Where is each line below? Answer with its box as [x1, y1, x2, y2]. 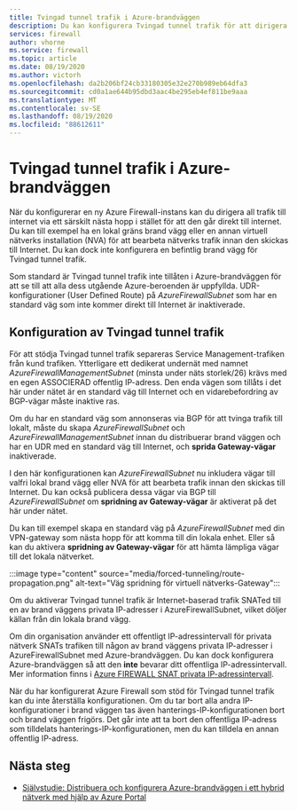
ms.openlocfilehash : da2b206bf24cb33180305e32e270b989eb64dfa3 [9, 79, 248, 88]
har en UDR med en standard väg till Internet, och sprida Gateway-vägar [9, 441, 277, 452]
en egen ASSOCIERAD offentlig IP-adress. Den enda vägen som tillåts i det [9, 376, 282, 387]
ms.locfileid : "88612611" [9, 121, 105, 130]
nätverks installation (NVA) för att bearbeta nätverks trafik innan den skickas [9, 234, 289, 245]
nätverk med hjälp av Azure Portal [21, 791, 146, 802]
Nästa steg [9, 759, 71, 774]
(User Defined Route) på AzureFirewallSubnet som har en [66, 289, 277, 300]
